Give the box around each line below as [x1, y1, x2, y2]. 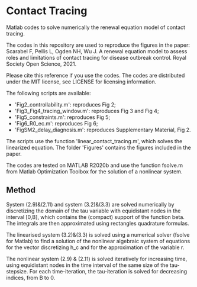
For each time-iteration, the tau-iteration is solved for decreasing [29, 267, 188, 275]
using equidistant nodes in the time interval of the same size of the [6, 262, 169, 269]
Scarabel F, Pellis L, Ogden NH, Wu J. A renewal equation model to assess [6, 47, 188, 54]
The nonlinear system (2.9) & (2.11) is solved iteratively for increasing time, [6, 255, 188, 262]
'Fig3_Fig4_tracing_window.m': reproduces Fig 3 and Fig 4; [14, 107, 159, 114]
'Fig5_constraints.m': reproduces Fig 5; [14, 114, 111, 121]
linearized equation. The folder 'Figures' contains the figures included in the [6, 144, 191, 151]
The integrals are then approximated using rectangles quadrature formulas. [6, 220, 189, 227]
